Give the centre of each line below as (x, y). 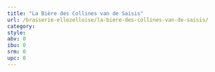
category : (21, 26)
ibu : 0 (17, 45)
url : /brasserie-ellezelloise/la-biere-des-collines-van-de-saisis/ (108, 20)
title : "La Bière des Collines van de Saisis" (75, 13)
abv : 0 (17, 39)
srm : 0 (17, 52)
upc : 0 (17, 58)
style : (17, 33)
